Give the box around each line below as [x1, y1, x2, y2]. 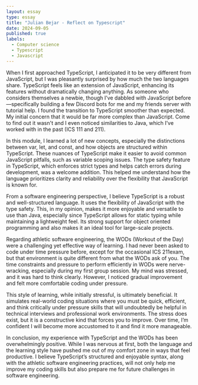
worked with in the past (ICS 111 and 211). [6, 126, 106, 133]
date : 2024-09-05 [6, 25, 49, 31]
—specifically [6, 100, 40, 107]
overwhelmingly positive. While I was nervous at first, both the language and [6, 340, 193, 347]
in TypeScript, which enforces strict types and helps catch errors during [6, 162, 182, 169]
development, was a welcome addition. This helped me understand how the [6, 168, 191, 175]
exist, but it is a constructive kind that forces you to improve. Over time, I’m [6, 316, 189, 323]
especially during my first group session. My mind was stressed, [31, 267, 189, 274]
